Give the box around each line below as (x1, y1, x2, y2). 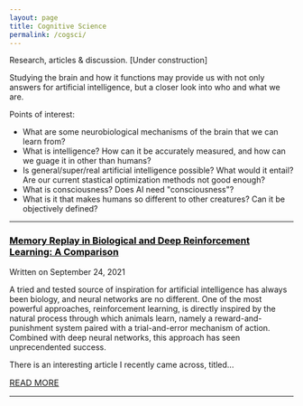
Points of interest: (9, 109, 75, 120)
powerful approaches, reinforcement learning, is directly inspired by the (9, 303, 277, 314)
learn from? (22, 137, 66, 147)
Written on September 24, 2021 (9, 266, 126, 277)
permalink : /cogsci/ (9, 30, 87, 39)
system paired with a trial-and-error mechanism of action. (55, 322, 271, 333)
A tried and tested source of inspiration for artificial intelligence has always (9, 284, 288, 295)
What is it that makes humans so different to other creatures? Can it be (22, 194, 286, 204)
